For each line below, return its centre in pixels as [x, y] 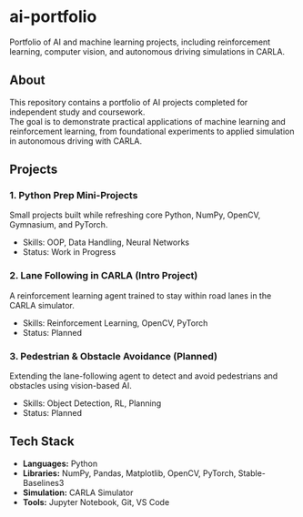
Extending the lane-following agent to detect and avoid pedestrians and [144, 376]
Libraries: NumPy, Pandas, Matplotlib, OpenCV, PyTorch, [129, 473]
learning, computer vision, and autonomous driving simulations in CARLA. [147, 51]
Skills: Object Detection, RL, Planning [92, 403]
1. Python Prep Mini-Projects [74, 196]
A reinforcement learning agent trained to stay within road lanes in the [141, 295]
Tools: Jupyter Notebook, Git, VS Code [96, 502]
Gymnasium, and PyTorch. [59, 225]
